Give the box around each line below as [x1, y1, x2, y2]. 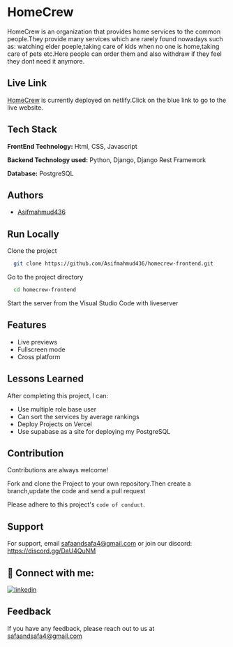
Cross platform [17, 352, 61, 361]
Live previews [17, 337, 58, 346]
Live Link [7, 78, 47, 89]
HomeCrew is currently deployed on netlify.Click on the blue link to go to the [7, 96, 227, 104]
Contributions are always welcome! [7, 466, 109, 474]
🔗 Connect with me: [7, 567, 94, 579]
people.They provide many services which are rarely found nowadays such [7, 34, 223, 43]
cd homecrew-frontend [13, 286, 77, 293]
